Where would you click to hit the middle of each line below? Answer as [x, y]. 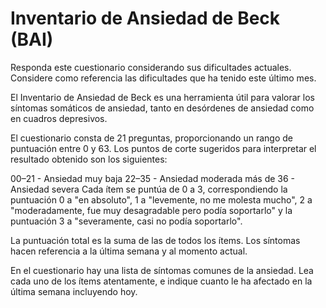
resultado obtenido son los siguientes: [89, 159]
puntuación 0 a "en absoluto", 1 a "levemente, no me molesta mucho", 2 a [161, 199]
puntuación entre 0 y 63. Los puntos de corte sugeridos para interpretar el [163, 148]
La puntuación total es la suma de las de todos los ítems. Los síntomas [155, 240]
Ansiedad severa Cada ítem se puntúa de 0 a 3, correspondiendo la [149, 189]
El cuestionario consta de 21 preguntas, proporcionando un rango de [151, 138]
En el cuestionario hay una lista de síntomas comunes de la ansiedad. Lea [162, 270]
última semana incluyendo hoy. [74, 291]
